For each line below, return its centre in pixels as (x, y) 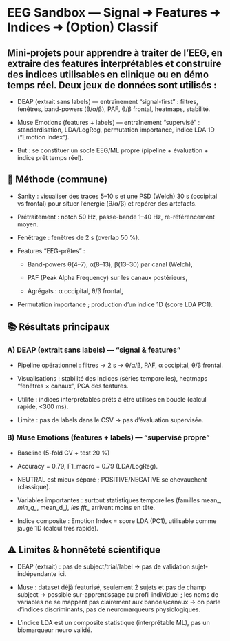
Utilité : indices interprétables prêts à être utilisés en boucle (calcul (112, 399)
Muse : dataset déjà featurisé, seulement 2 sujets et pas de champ (112, 587)
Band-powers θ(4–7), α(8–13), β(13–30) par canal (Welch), (110, 264)
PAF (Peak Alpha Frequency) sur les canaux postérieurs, (107, 277)
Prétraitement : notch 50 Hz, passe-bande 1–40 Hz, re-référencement (116, 217)
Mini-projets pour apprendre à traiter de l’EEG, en (115, 53)
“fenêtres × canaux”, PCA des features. (73, 386)
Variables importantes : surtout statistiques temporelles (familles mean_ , (119, 500)
